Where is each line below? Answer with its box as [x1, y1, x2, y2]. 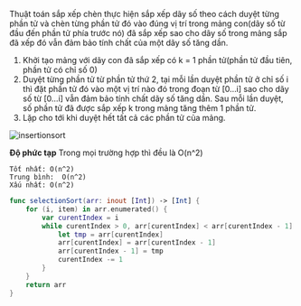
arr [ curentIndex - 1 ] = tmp [57, 246, 165, 256]
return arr [25, 280, 67, 289]
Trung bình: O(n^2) [9, 172, 88, 181]
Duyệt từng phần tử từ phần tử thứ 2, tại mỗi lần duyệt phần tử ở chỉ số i [22, 74, 289, 85]
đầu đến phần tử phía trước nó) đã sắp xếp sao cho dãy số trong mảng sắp [9, 28, 287, 38]
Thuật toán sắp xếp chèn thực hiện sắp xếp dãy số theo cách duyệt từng [9, 9, 280, 19]
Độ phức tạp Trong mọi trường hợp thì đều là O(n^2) [9, 147, 203, 158]
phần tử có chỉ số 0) [22, 64, 98, 75]
